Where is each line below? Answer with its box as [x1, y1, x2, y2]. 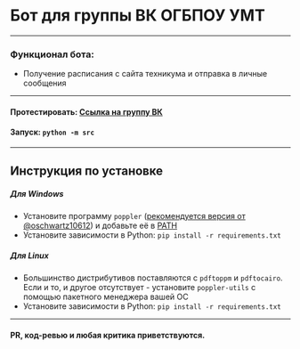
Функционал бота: [10, 48, 94, 61]
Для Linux [10, 250, 50, 261]
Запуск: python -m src [10, 126, 95, 138]
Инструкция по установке [10, 164, 164, 179]
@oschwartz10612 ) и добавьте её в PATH [22, 220, 177, 231]
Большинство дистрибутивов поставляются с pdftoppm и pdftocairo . [22, 272, 283, 283]
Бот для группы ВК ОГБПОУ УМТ [10, 5, 265, 26]
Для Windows [10, 189, 64, 199]
